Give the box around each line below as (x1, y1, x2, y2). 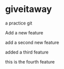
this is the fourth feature (5, 58, 55, 64)
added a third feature (5, 49, 49, 55)
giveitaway (5, 3, 52, 15)
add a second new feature (5, 39, 59, 45)
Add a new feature (5, 29, 43, 35)
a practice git (5, 20, 32, 26)
